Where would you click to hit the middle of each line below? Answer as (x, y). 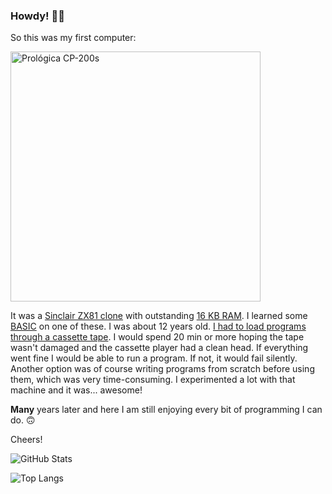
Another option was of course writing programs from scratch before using (162, 369)
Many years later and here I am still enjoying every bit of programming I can (166, 410)
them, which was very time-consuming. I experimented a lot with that (153, 380)
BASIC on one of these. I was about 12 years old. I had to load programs (158, 326)
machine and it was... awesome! (76, 390)
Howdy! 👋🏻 (37, 16)
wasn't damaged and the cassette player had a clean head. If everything (159, 348)
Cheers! (26, 440)
